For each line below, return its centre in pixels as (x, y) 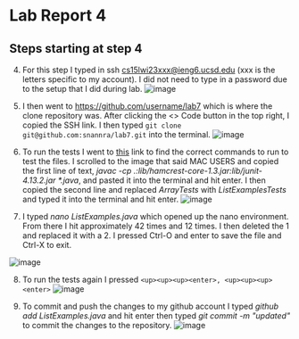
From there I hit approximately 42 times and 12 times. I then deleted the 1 (156, 226)
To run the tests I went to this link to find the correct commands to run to (155, 152)
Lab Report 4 (58, 16)
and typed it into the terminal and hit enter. (100, 199)
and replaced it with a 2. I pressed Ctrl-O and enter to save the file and (152, 236)
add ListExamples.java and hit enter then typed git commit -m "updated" (156, 316)
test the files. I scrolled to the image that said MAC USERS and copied (150, 161)
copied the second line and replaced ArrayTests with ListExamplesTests (154, 190)
